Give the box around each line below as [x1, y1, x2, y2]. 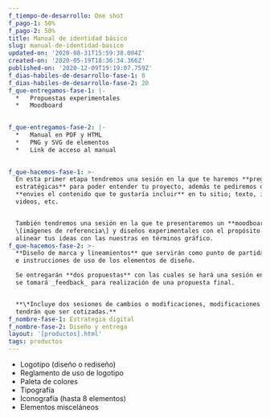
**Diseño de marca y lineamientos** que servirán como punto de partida [15, 249, 264, 257]
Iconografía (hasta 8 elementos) [19, 394, 127, 403]
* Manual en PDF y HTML [15, 131, 103, 139]
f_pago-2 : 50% [8, 27, 56, 35]
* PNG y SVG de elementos [15, 138, 110, 146]
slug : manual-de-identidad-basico [8, 42, 125, 50]
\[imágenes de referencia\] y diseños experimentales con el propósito [15, 227, 261, 235]
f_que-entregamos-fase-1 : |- [8, 86, 106, 95]
